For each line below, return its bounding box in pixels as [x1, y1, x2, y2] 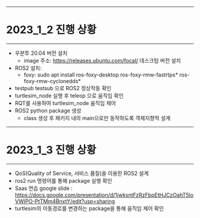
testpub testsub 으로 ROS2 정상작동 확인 [14, 84, 112, 91]
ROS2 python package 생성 [14, 107, 82, 114]
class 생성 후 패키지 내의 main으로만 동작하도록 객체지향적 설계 [23, 114, 171, 121]
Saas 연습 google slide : [14, 185, 73, 192]
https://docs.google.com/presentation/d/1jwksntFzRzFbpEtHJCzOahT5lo [14, 191, 193, 198]
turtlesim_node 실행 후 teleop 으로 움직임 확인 [14, 92, 124, 99]
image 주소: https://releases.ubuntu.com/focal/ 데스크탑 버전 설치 [23, 57, 182, 64]
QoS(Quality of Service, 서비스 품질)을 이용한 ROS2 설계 [14, 170, 149, 177]
